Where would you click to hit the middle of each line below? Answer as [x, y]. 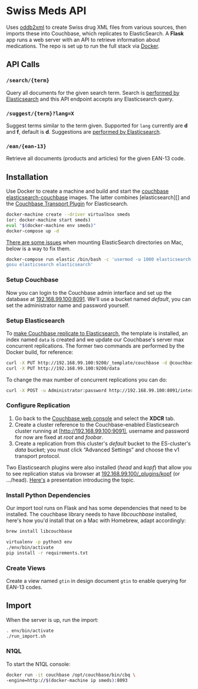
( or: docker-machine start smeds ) [49, 220]
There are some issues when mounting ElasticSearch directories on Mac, [95, 242]
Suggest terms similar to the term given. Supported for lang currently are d [97, 126]
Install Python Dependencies [48, 495]
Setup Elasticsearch [35, 321]
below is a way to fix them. [39, 248]
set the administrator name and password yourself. [68, 305]
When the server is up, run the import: [52, 619]
